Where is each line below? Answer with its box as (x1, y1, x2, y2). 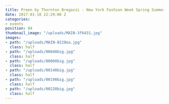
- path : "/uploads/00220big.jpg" (5, 86, 75, 91)
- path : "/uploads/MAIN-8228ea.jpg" (5, 40, 82, 45)
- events (5, 21, 24, 26)
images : (5, 35, 22, 40)
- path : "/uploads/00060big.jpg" (5, 58, 75, 63)
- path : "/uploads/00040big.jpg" (5, 49, 75, 54)
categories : (5, 16, 30, 21)
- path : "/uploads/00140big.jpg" (5, 68, 75, 73)
